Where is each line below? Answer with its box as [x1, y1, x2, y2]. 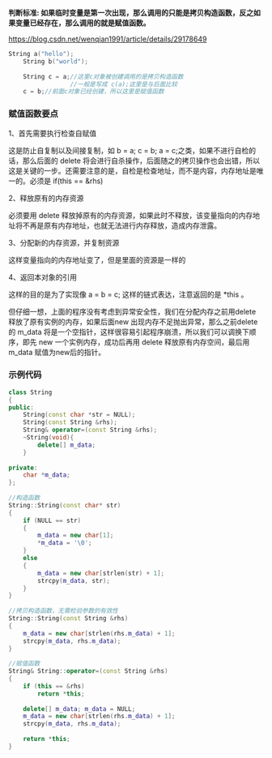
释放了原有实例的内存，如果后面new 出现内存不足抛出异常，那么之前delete [8, 316, 258, 327]
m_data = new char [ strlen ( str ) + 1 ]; [37, 569, 165, 577]
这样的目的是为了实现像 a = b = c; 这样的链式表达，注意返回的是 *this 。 [8, 289, 249, 299]
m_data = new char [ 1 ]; [37, 531, 114, 540]
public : [8, 403, 35, 412]
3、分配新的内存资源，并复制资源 [8, 238, 120, 247]
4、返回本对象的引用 [8, 272, 78, 282]
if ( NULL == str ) [23, 516, 82, 525]
